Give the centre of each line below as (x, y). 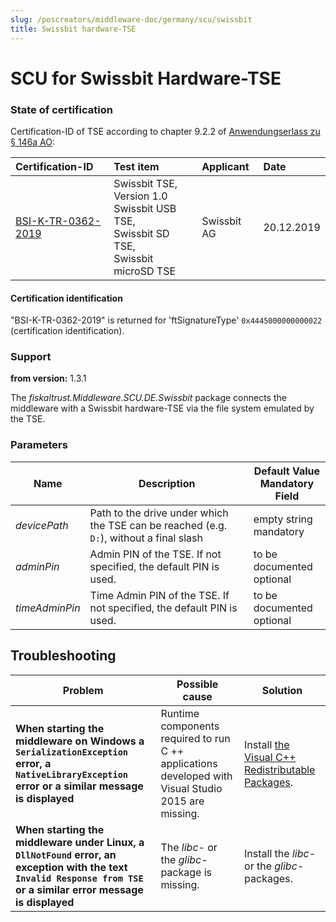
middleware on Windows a (80, 741)
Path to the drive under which (159, 513)
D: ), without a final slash (146, 538)
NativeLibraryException (72, 774)
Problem (83, 690)
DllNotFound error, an (66, 854)
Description (167, 483)
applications (189, 763)
